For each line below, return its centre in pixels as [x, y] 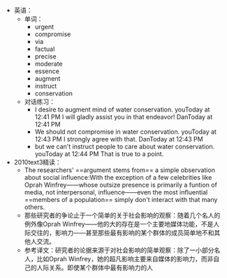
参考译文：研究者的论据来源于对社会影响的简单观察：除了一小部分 [119, 250]
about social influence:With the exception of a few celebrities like [118, 177]
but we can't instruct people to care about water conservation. [125, 146]
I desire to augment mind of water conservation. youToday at [122, 109]
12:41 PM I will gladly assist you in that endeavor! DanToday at [124, 117]
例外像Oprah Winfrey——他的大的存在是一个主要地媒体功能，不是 [119, 224]
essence [47, 71]
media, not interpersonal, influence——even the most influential [116, 192]
